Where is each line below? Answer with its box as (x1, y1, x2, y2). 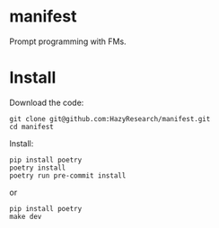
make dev (9, 212, 42, 221)
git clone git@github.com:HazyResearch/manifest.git (9, 114, 211, 123)
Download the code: (9, 97, 84, 108)
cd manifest (9, 122, 54, 131)
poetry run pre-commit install (9, 171, 127, 180)
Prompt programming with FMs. (9, 36, 127, 47)
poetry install (9, 163, 66, 172)
